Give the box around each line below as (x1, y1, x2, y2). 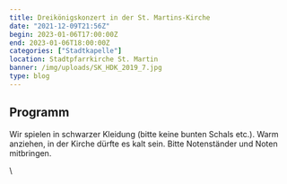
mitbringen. (9, 147, 52, 158)
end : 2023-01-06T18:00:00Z (9, 38, 110, 48)
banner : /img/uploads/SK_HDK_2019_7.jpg (9, 64, 163, 73)
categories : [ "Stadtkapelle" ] (9, 47, 123, 56)
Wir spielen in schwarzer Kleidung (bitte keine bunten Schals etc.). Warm (9, 128, 280, 139)
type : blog (9, 72, 50, 81)
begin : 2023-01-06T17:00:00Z (9, 30, 118, 39)
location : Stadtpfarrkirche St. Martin (9, 55, 159, 64)
